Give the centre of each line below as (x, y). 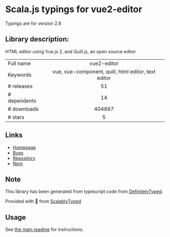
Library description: (37, 39)
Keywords (20, 74)
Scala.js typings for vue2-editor (74, 9)
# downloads (23, 109)
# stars (16, 117)
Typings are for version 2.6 (33, 23)
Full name (19, 63)
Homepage (24, 147)
